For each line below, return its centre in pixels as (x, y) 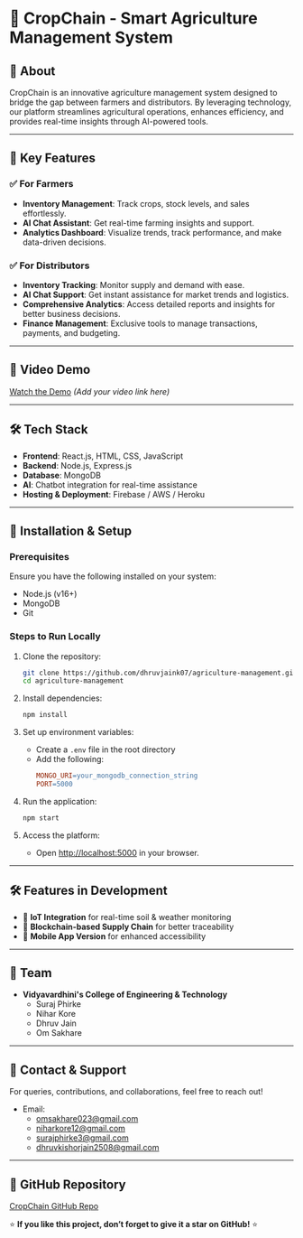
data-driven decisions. (64, 242)
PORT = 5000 (55, 785)
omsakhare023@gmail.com (87, 1119)
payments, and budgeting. (71, 332)
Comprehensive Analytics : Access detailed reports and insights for (148, 304)
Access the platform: (61, 835)
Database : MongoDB (62, 475)
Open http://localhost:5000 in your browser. (118, 852)
